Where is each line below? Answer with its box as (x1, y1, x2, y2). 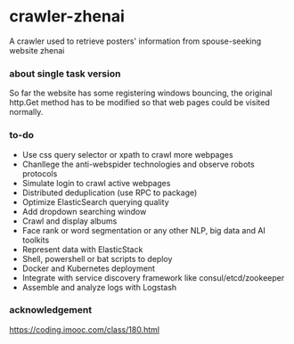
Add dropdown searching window (21, 206, 147, 217)
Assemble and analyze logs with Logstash (21, 282, 177, 292)
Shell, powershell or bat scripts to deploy (21, 253, 173, 264)
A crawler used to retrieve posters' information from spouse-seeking (9, 36, 262, 46)
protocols (21, 168, 58, 179)
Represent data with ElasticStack (21, 243, 143, 255)
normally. (9, 107, 44, 118)
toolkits (21, 234, 50, 245)
